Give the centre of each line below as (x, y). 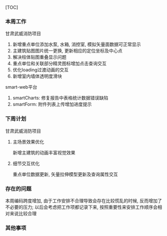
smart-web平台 (21, 87)
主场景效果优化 (28, 142)
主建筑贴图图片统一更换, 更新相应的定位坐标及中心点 (67, 51)
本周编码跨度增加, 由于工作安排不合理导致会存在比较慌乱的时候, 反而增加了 (83, 200)
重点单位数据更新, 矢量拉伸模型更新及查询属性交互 (65, 174)
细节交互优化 (26, 163)
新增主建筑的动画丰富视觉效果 (44, 152)
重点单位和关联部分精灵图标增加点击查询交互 (60, 64)
